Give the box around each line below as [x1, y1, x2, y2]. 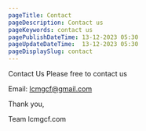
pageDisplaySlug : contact [8, 48, 93, 55]
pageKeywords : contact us [8, 26, 93, 34]
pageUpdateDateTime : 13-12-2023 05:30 [8, 41, 139, 48]
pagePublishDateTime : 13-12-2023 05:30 [8, 33, 139, 41]
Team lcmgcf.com [8, 115, 67, 123]
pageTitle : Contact [8, 11, 72, 19]
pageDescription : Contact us [8, 19, 104, 27]
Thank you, [8, 99, 45, 108]
